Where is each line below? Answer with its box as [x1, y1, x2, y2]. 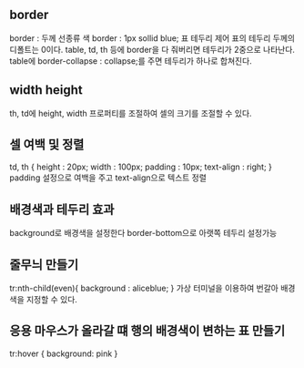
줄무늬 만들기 [9, 257, 79, 272]
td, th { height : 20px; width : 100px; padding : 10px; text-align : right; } [9, 161, 273, 172]
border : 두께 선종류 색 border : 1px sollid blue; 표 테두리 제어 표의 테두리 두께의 [9, 32, 296, 44]
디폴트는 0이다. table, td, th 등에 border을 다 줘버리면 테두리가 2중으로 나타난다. [9, 44, 296, 55]
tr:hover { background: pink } [9, 348, 118, 359]
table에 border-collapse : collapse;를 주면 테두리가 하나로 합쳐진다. [9, 55, 252, 66]
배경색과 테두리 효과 [9, 201, 115, 217]
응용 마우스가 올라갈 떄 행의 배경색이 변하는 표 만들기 [9, 323, 286, 339]
